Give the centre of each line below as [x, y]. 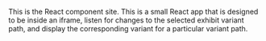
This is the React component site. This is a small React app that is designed [133, 12]
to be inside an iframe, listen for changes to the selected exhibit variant [126, 20]
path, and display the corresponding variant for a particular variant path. [128, 29]
